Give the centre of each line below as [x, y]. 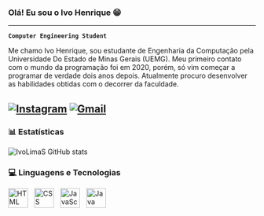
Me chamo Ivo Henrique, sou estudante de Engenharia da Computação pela [131, 51]
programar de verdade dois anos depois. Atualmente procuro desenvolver [128, 76]
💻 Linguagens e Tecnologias [64, 172]
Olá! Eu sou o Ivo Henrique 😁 [65, 13]
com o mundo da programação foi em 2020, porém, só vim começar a [122, 68]
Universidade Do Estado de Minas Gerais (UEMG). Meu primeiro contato [125, 59]
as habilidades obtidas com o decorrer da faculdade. [93, 84]
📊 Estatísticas [36, 131]
